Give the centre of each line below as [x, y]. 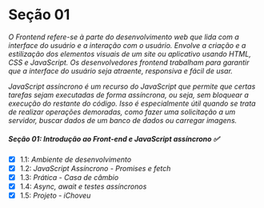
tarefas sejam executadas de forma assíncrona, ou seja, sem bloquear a [129, 94]
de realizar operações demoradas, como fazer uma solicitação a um [122, 112]
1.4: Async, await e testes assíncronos [83, 186]
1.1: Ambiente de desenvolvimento [76, 159]
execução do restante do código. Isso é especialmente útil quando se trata [132, 103]
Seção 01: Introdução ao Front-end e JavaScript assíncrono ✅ [114, 138]
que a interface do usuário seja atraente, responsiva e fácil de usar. [121, 70]
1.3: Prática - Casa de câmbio [69, 178]
